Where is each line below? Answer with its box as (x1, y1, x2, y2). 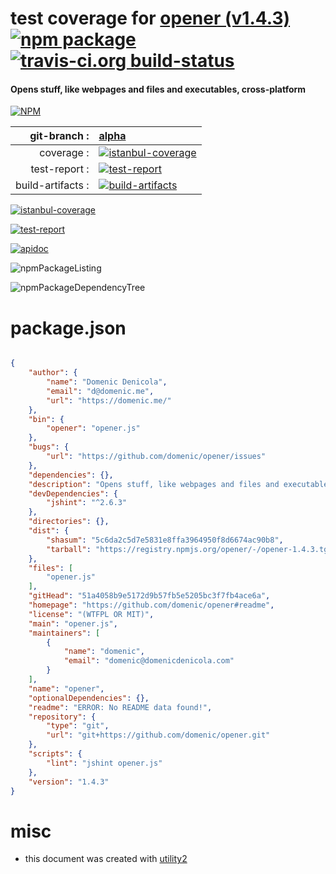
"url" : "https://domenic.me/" (46, 395, 172, 406)
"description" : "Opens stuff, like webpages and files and (28, 479, 280, 489)
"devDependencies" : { (28, 488, 118, 499)
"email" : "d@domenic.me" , (46, 386, 155, 396)
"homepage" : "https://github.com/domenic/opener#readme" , (28, 600, 275, 611)
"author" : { (28, 368, 78, 378)
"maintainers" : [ (28, 628, 101, 638)
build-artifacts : (15, 178, 90, 192)
